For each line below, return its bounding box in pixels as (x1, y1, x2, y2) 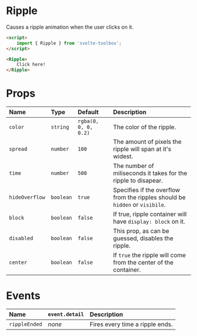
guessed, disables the (113, 234, 174, 242)
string (50, 124, 69, 131)
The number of (113, 162, 154, 170)
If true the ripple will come (113, 251, 186, 259)
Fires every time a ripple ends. (90, 320, 173, 328)
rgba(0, (77, 118, 99, 125)
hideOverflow (9, 194, 46, 201)
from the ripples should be (113, 193, 186, 201)
